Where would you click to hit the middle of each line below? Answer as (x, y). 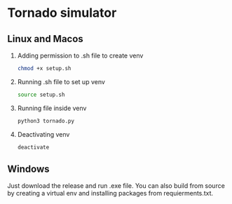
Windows (28, 169)
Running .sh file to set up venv (61, 81)
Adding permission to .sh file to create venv (80, 55)
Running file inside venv (52, 108)
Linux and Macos (46, 39)
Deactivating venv (43, 134)
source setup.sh (41, 95)
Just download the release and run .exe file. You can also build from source (116, 186)
